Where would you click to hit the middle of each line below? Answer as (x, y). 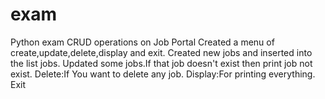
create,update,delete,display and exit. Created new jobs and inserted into (161, 52)
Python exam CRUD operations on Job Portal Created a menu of (142, 42)
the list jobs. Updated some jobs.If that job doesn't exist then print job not (161, 63)
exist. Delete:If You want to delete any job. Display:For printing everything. (163, 74)
